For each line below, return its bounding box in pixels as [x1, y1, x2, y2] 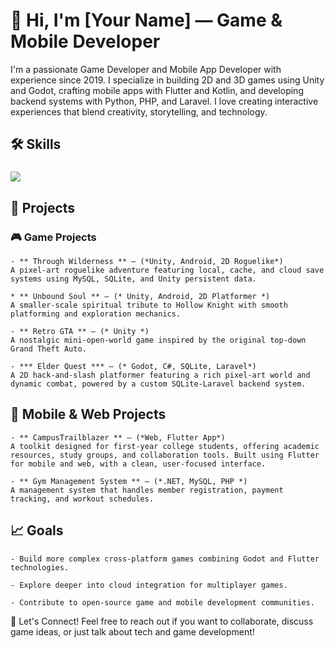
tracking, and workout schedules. [10, 494, 155, 504]
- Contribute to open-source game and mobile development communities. [10, 597, 315, 608]
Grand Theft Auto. [10, 344, 87, 354]
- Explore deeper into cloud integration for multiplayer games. [10, 580, 288, 590]
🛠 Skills [10, 136, 62, 153]
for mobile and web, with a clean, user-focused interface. [10, 459, 267, 469]
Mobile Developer [10, 30, 161, 53]
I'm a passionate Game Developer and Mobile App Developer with [10, 63, 282, 75]
